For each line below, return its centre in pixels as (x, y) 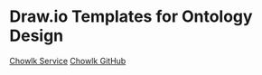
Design (37, 36)
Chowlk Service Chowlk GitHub (68, 61)
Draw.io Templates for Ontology (131, 17)
